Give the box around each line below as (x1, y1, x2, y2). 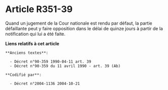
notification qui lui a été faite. (5, 31, 66, 37)
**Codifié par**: (5, 72, 42, 77)
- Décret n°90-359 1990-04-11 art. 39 (10, 59, 92, 64)
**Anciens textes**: (5, 50, 49, 55)
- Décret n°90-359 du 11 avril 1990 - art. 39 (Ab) (10, 63, 121, 68)
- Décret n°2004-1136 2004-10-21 (10, 81, 80, 86)
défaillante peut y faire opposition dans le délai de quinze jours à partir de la (5, 25, 163, 31)
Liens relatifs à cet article (5, 40, 60, 46)
